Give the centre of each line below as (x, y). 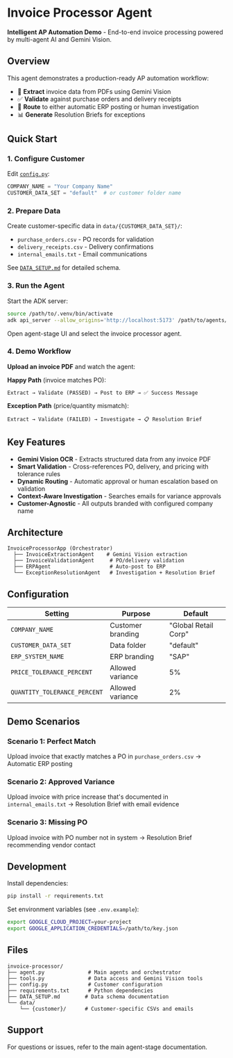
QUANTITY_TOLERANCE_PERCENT (57, 692)
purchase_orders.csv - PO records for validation (86, 239)
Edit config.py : (28, 174)
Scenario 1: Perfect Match (52, 741)
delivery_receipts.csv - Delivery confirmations (85, 247)
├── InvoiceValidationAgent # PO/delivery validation (99, 561)
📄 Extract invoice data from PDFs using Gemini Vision (94, 91)
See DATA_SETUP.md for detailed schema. (64, 268)
